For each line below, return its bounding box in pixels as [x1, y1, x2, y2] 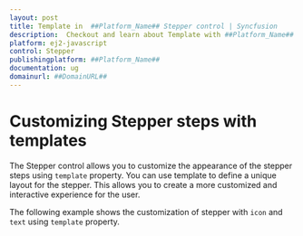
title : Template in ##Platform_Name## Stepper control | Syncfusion [9, 22, 279, 31]
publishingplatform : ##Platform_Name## [9, 55, 161, 64]
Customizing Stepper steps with [9, 110, 257, 131]
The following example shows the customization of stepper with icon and [9, 206, 283, 217]
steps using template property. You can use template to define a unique [9, 169, 277, 181]
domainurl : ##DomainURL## [9, 72, 107, 81]
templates [9, 130, 88, 150]
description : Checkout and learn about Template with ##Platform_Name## [9, 30, 295, 39]
